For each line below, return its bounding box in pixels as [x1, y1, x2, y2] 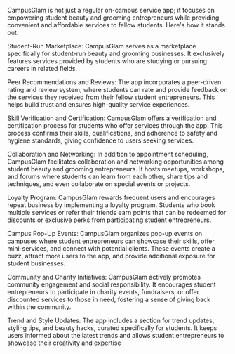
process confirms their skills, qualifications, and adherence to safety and [7, 129, 217, 137]
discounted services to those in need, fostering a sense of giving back [7, 295, 211, 303]
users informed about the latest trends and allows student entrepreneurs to [7, 332, 224, 339]
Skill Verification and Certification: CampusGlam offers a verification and [7, 114, 217, 122]
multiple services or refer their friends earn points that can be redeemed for [7, 209, 227, 216]
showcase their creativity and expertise [7, 339, 121, 347]
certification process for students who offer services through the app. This [7, 122, 223, 129]
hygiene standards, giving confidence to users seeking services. [7, 136, 194, 145]
